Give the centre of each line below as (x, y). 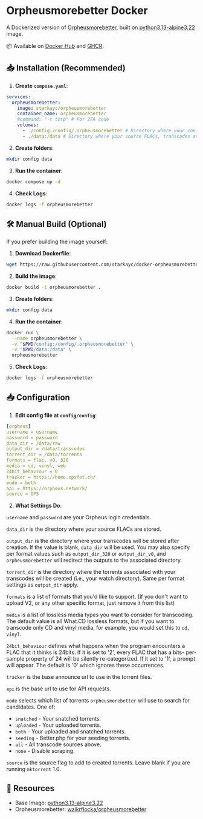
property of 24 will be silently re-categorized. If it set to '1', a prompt (110, 659)
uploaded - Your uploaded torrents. (58, 725)
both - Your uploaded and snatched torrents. (70, 732)
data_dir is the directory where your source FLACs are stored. (84, 529)
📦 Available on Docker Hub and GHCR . (55, 45)
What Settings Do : (38, 506)
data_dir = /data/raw (34, 443)
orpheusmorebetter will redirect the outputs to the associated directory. (94, 560)
